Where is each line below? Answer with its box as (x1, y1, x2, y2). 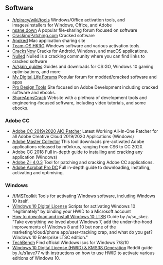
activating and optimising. (12, 170, 64, 176)
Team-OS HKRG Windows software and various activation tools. (12, 42, 141, 48)
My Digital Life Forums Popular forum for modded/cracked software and (12, 74, 157, 80)
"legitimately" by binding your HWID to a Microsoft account (12, 208, 131, 214)
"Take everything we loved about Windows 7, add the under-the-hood (12, 219, 152, 225)
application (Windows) (12, 154, 57, 160)
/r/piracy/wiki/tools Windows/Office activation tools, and (12, 17, 125, 22)
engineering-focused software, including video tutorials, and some (12, 100, 146, 105)
